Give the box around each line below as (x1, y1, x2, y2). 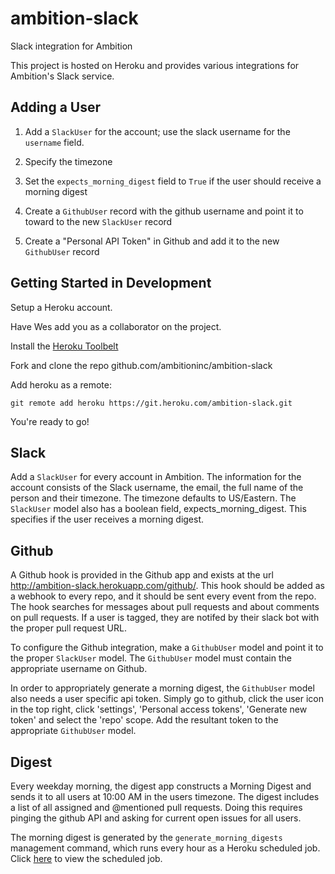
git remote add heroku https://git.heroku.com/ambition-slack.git (10, 398, 293, 408)
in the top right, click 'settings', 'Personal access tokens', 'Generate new (10, 703, 308, 716)
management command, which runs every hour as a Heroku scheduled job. (10, 842, 321, 854)
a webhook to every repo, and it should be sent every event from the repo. (10, 590, 317, 602)
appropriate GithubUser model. (10, 725, 137, 737)
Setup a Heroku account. (10, 301, 113, 313)
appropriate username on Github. (10, 663, 148, 675)
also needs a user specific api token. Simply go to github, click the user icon (10, 693, 324, 705)
